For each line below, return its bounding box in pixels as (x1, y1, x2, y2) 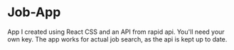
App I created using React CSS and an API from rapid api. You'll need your (7, 27, 225, 36)
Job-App (7, 4, 61, 20)
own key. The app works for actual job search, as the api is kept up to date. (7, 35, 228, 43)
